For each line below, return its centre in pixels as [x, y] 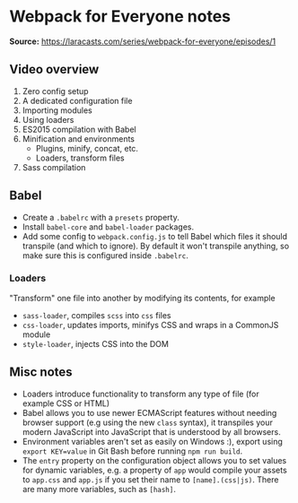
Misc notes [41, 373]
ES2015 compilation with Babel [79, 129]
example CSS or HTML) [66, 403]
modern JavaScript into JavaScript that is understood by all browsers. [151, 431]
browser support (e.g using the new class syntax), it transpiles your [148, 422]
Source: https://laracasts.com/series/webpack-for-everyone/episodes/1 [143, 41]
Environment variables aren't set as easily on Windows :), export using [152, 441]
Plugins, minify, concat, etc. [87, 148]
